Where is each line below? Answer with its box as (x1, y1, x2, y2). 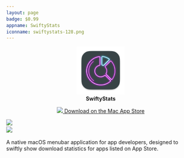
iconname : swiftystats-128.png (6, 29, 85, 35)
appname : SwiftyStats (6, 22, 61, 28)
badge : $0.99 (6, 16, 39, 22)
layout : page (6, 10, 39, 16)
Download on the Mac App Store (64, 108, 145, 115)
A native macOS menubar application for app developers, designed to (6, 139, 179, 146)
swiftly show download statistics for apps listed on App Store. (6, 145, 159, 153)
